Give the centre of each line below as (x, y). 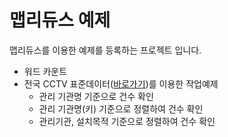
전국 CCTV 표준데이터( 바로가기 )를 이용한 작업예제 (121, 83)
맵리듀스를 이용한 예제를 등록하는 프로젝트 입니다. (105, 50)
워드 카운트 (45, 71)
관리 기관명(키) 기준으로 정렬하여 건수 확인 (121, 108)
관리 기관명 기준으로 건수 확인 (96, 96)
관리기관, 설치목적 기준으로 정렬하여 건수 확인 (127, 121)
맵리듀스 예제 (60, 20)
